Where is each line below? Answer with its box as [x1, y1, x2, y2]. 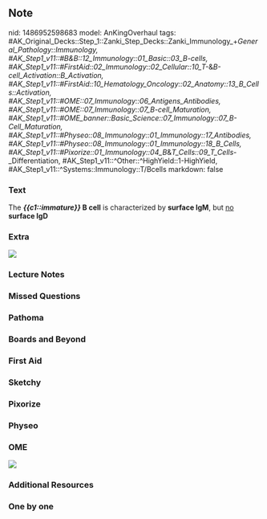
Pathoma [8, 313, 44, 324]
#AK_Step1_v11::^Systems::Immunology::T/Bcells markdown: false [8, 164, 224, 174]
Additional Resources [8, 480, 94, 490]
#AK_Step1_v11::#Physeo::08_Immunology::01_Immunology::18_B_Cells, [8, 138, 242, 148]
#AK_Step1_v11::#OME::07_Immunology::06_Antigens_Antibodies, [8, 96, 221, 105]
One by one [8, 501, 55, 512]
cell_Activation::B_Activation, [8, 70, 104, 80]
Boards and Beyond [8, 333, 87, 345]
